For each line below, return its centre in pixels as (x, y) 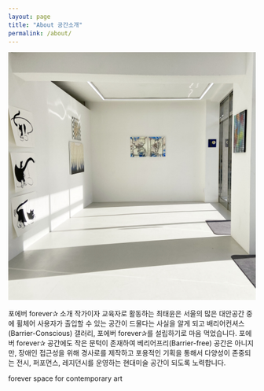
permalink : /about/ (40, 33)
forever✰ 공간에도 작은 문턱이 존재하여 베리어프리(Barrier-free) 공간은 (125, 343)
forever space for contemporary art (66, 378)
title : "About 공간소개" (46, 25)
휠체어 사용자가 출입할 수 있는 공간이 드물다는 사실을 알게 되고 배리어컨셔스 (130, 323)
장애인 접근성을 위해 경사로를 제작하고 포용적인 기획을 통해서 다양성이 (124, 353)
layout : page (29, 17)
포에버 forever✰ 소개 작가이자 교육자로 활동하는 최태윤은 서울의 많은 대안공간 (126, 314)
